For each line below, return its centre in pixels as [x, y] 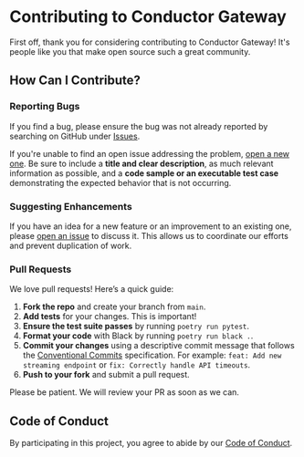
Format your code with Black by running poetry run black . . [138, 336]
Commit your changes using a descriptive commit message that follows [158, 346]
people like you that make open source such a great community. [130, 51]
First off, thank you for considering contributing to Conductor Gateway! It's [150, 42]
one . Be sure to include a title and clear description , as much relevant [142, 163]
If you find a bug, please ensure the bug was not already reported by [139, 126]
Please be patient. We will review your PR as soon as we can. [125, 392]
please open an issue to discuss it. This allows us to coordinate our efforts [149, 235]
